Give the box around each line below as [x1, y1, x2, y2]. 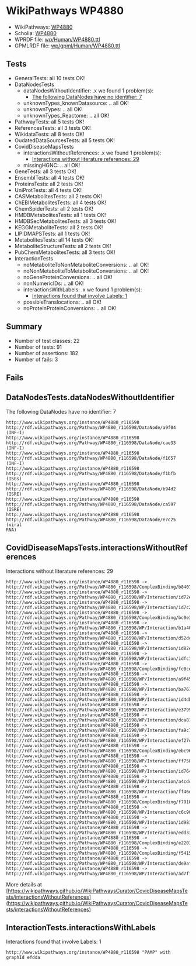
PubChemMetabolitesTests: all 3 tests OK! [14, 249, 116, 256]
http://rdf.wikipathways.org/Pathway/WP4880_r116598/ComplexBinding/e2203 [6, 840, 192, 846]
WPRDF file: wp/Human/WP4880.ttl [14, 36, 100, 43]
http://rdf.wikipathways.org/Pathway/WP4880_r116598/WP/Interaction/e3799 [6, 707, 192, 713]
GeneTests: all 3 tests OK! [14, 168, 77, 175]
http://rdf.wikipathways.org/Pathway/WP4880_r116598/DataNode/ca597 [6, 501, 176, 507]
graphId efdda [6, 955, 41, 961]
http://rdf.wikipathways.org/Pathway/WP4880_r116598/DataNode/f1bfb [6, 470, 176, 476]
